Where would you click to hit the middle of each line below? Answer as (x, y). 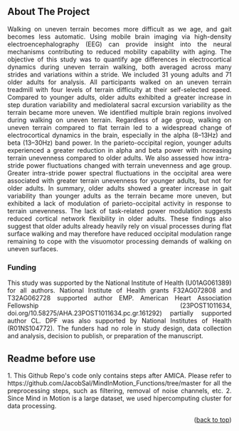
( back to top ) (213, 420)
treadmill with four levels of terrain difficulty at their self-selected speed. (119, 89)
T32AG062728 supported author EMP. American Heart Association (119, 298)
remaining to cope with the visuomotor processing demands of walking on (119, 241)
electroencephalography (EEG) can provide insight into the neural (119, 44)
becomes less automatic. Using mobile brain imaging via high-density (119, 36)
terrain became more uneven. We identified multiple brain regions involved (119, 112)
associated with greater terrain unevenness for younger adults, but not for (119, 181)
